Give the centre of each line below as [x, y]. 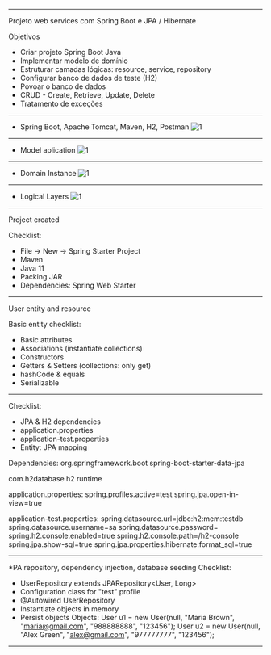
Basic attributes [46, 340]
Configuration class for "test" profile [80, 592]
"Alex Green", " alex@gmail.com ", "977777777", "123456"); [117, 634]
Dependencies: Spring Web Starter [78, 285]
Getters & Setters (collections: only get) [85, 365]
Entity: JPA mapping [54, 447]
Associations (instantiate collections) [81, 348]
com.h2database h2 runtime [55, 479]
